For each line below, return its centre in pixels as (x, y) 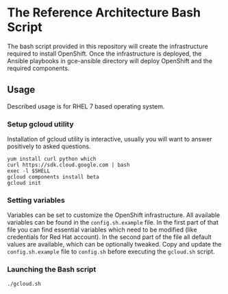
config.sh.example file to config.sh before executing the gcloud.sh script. (111, 251)
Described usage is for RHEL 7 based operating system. (86, 106)
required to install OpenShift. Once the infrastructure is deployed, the (104, 54)
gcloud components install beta (53, 177)
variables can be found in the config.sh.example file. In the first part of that (113, 223)
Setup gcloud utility (40, 124)
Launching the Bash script (52, 269)
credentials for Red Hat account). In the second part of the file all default (110, 237)
